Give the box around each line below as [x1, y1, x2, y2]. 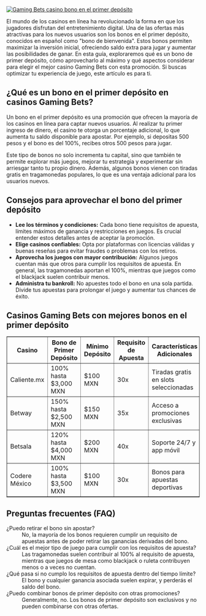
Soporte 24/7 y [151, 438, 196, 447]
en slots [151, 376, 175, 384]
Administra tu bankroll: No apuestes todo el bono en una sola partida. [15, 279, 194, 287]
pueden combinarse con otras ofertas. [21, 603, 119, 610]
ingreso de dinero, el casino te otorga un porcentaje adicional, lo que [6, 126, 180, 134]
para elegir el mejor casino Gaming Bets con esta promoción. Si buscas [6, 63, 187, 70]
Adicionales [157, 350, 193, 359]
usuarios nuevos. [6, 177, 50, 184]
